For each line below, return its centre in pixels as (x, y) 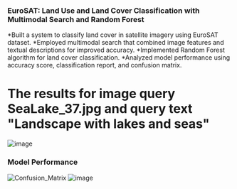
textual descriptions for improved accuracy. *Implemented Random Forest (116, 50)
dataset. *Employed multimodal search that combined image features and (116, 43)
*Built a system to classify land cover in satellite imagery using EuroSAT (113, 35)
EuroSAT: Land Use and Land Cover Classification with (104, 11)
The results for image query (91, 94)
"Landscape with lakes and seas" (109, 124)
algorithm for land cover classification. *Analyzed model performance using (119, 58)
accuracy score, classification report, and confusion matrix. (95, 65)
